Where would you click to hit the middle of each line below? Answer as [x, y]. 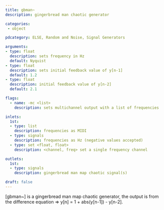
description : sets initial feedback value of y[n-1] [66, 70]
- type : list [23, 126]
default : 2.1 [23, 89]
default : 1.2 [23, 75]
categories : [18, 24]
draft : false [19, 182]
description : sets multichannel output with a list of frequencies [87, 108]
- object [17, 28]
